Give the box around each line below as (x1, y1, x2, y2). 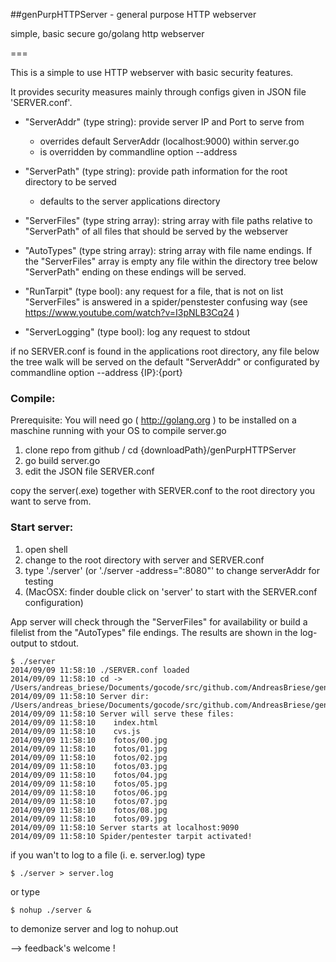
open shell (24, 543, 68, 555)
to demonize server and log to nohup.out (10, 922, 179, 934)
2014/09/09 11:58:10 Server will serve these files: (10, 709, 235, 719)
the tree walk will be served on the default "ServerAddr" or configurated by (10, 356, 320, 368)
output (10, 637, 38, 649)
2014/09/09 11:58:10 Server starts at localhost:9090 (10, 822, 240, 833)
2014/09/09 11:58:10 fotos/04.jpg (10, 770, 168, 780)
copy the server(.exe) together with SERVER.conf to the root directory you (10, 485, 316, 497)
